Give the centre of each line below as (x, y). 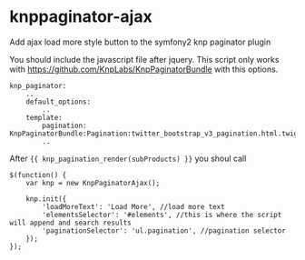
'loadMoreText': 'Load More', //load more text (133, 206)
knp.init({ (46, 199)
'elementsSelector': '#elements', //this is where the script (162, 215)
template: (44, 117)
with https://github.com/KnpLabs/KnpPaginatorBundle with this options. (144, 69)
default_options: (59, 102)
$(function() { (38, 175)
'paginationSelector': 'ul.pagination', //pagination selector (164, 230)
